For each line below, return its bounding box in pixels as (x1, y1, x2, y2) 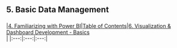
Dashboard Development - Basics (6, 29, 90, 36)
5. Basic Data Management (6, 5, 110, 15)
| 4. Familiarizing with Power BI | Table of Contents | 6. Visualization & (6, 23, 172, 30)
